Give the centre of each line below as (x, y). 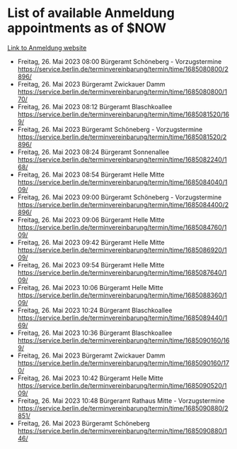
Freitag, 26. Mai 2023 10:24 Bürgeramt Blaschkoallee (95, 310)
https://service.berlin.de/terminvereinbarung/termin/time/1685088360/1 (122, 295)
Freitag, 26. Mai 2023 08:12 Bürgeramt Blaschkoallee (95, 106)
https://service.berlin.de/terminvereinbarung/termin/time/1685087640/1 (122, 272)
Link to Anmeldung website (47, 48)
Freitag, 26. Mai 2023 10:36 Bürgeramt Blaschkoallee (95, 333)
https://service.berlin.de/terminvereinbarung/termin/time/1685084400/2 (123, 204)
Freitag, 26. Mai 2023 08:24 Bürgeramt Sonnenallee (93, 152)
